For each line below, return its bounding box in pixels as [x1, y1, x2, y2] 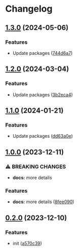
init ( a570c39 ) [12, 240, 42, 246]
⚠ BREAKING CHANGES [5, 163, 66, 170]
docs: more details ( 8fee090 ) [12, 199, 74, 205]
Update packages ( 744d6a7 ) [12, 50, 73, 56]
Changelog [5, 3, 53, 15]
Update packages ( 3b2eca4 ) [12, 91, 73, 98]
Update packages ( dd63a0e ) [12, 133, 73, 139]
